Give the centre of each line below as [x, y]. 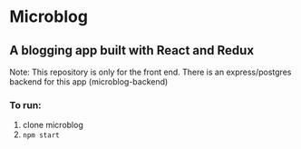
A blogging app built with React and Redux [132, 50]
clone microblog [53, 125]
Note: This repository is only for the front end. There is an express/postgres [150, 72]
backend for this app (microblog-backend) [89, 82]
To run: [26, 104]
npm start [41, 135]
